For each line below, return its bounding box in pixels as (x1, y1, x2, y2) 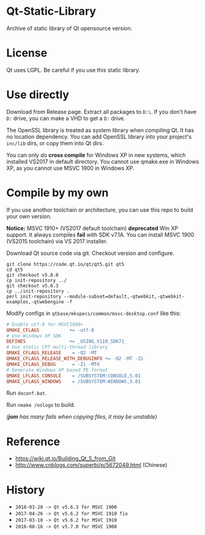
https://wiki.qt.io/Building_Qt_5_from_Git (15, 455, 116, 462)
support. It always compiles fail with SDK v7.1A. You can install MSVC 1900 (6, 231, 195, 238)
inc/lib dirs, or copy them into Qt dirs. (6, 139, 104, 146)
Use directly (6, 88, 69, 102)
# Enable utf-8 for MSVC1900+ (6, 321, 84, 327)
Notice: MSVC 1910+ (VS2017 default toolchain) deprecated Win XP (6, 224, 179, 232)
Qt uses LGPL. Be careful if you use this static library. (6, 66, 141, 74)
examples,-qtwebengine (6, 298, 64, 305)
